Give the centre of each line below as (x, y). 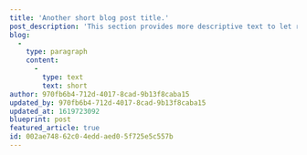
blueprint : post (40, 119)
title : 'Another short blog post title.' (90, 18)
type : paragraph (57, 52)
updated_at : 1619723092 (55, 111)
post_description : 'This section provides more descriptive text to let (151, 26)
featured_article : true (55, 129)
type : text (63, 77)
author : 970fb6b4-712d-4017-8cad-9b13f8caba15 (100, 94)
